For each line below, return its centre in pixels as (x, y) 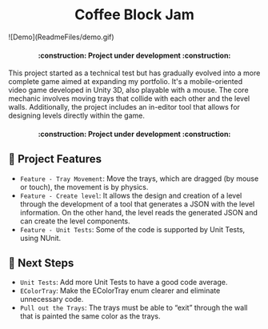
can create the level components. (75, 221)
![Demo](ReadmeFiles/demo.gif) (61, 37)
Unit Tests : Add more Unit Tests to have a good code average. (124, 283)
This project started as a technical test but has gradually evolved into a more (134, 73)
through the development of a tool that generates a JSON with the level (137, 204)
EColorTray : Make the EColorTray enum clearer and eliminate (120, 291)
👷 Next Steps (41, 263)
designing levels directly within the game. (77, 116)
